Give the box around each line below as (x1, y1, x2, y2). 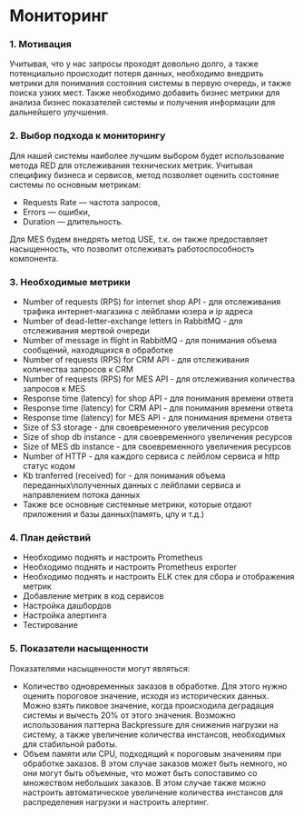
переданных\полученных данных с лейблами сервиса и (22, 480, 241, 491)
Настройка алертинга (22, 610, 107, 621)
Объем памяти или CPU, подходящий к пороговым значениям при (22, 748, 282, 759)
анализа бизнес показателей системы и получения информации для (9, 97, 276, 108)
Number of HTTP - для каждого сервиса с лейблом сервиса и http (22, 451, 280, 462)
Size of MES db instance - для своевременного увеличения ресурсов (22, 442, 292, 453)
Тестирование (22, 620, 79, 631)
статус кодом (22, 461, 75, 472)
